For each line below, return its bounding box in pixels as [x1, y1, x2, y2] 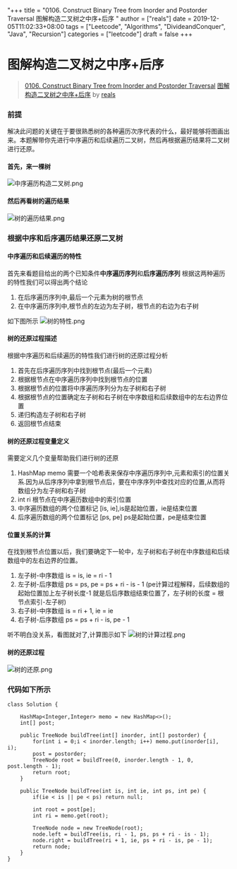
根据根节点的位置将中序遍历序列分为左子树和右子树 [17, 384, 166, 392]
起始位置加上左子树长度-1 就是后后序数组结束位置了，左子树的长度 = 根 [17, 589, 224, 598]
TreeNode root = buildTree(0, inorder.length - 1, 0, [32, 756, 194, 764]
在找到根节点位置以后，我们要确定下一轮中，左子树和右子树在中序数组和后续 [7, 548, 230, 556]
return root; [32, 769, 71, 776]
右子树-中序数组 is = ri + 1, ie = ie [17, 607, 114, 615]
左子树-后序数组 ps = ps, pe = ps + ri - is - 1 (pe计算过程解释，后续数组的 [17, 580, 230, 589]
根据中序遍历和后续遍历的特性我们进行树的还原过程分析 [7, 351, 168, 360]
